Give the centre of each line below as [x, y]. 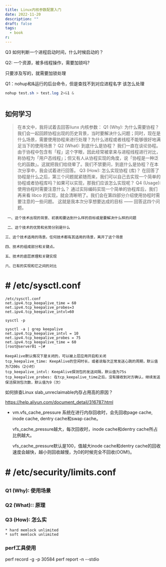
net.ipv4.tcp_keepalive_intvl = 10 [42, 333]
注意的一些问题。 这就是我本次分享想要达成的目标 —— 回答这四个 [89, 201]
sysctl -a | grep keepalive [34, 329]
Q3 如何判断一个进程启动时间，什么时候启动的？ [55, 52]
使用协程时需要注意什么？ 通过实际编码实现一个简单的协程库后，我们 [87, 189]
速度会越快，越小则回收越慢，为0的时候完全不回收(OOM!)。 [73, 452]
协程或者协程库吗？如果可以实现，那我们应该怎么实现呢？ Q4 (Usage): [89, 183]
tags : [11, 28]
